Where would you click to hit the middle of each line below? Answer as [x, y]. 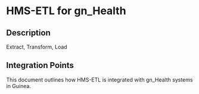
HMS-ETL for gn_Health [66, 11]
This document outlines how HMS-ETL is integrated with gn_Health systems [99, 80]
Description [28, 33]
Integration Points [40, 65]
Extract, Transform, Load [37, 47]
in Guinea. [19, 86]
